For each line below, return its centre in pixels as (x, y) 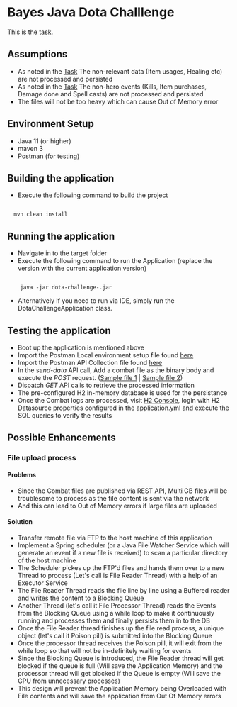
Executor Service (43, 583)
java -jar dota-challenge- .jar (66, 288)
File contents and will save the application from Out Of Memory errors (119, 696)
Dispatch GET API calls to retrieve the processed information (106, 385)
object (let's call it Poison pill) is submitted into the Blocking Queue (115, 635)
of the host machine (47, 560)
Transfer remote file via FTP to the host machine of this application (115, 538)
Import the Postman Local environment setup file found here (105, 355)
